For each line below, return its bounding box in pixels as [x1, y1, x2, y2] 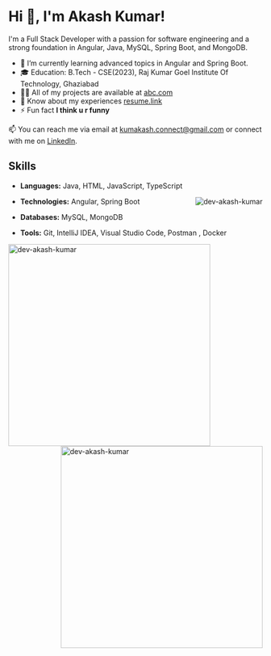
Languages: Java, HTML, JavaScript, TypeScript [19, 181, 183, 191]
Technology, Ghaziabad [19, 78, 99, 88]
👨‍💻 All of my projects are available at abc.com [19, 87, 173, 97]
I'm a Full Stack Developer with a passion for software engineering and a [8, 34, 250, 44]
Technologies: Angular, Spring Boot [19, 196, 140, 206]
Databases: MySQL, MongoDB [19, 212, 123, 221]
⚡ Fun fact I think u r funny [19, 105, 110, 115]
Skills [8, 159, 36, 173]
